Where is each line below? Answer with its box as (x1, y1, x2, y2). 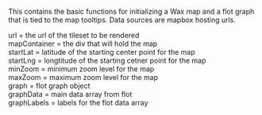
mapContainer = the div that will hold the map (8, 39, 158, 48)
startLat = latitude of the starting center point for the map (8, 48, 196, 56)
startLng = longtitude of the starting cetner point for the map (8, 56, 206, 65)
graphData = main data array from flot (8, 90, 133, 98)
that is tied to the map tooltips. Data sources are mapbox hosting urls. (8, 15, 237, 25)
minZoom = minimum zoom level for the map (8, 64, 155, 74)
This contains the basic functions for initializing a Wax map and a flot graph (8, 7, 255, 16)
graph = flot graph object (8, 81, 91, 90)
